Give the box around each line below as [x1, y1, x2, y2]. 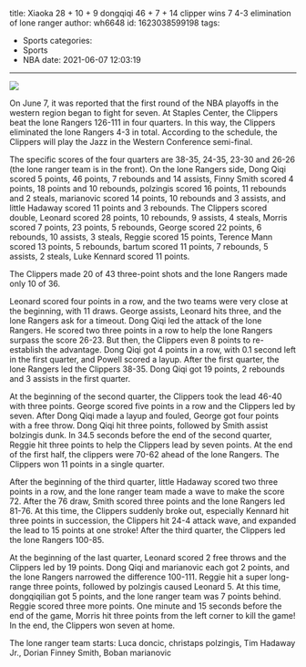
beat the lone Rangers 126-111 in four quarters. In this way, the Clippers [9, 118, 276, 128]
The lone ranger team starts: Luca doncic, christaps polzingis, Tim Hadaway [9, 638, 296, 648]
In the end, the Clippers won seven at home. [9, 620, 176, 631]
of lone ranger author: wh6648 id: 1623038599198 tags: [9, 17, 220, 28]
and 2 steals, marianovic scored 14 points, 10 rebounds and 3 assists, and [9, 193, 287, 203]
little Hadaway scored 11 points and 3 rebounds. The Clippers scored [9, 202, 268, 213]
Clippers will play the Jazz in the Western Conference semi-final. [9, 137, 253, 147]
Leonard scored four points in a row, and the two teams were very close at [9, 296, 289, 306]
